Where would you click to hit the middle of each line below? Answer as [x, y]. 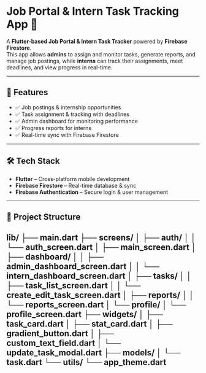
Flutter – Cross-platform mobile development [72, 179]
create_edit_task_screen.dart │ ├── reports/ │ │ [100, 295]
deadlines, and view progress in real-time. [59, 67]
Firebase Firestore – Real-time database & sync [76, 185]
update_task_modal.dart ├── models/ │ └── [93, 353]
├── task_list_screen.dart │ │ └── [74, 286]
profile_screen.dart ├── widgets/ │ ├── [85, 314]
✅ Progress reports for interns [53, 128]
